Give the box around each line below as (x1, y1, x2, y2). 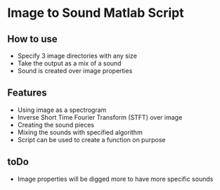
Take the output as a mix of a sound (17, 59, 122, 68)
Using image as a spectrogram (17, 106, 107, 114)
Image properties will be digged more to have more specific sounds (17, 175, 214, 183)
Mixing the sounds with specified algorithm (17, 128, 143, 137)
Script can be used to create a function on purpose (17, 135, 166, 144)
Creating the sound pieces (17, 120, 95, 129)
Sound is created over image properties (17, 67, 133, 75)
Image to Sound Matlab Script (7, 5, 184, 21)
